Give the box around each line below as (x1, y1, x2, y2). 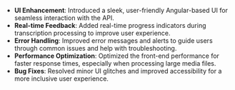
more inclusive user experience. (14, 74, 109, 83)
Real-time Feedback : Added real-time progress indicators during (14, 21, 206, 29)
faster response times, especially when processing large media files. (14, 59, 216, 67)
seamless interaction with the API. (14, 14, 114, 22)
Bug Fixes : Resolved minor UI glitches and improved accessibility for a (14, 67, 222, 75)
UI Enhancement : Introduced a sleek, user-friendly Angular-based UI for (14, 6, 229, 14)
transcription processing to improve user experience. (14, 29, 171, 37)
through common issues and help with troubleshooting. (14, 44, 177, 52)
